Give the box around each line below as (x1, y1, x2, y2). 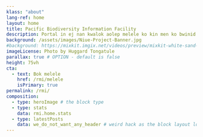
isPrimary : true (17, 82, 59, 89)
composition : (6, 93, 39, 99)
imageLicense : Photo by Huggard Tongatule (6, 48, 115, 55)
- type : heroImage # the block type (11, 99, 104, 105)
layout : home (6, 20, 39, 26)
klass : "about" (6, 8, 45, 15)
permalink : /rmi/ (6, 88, 50, 94)
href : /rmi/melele (17, 76, 63, 82)
